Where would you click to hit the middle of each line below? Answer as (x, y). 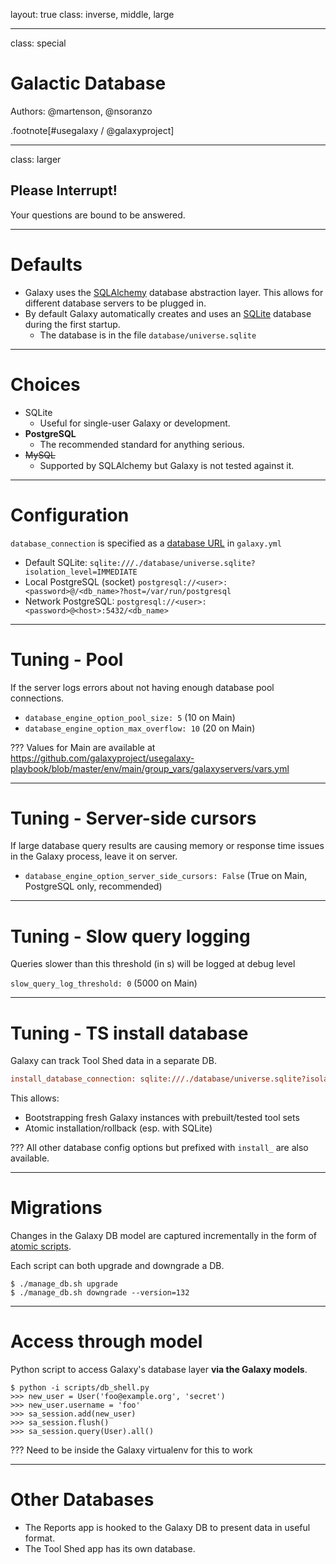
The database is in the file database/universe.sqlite (148, 335)
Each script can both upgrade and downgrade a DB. (117, 1266)
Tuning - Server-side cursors (133, 818)
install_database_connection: (73, 1079)
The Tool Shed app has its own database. (110, 1548)
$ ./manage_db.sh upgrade (64, 1284)
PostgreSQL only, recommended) (93, 886)
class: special (38, 43)
